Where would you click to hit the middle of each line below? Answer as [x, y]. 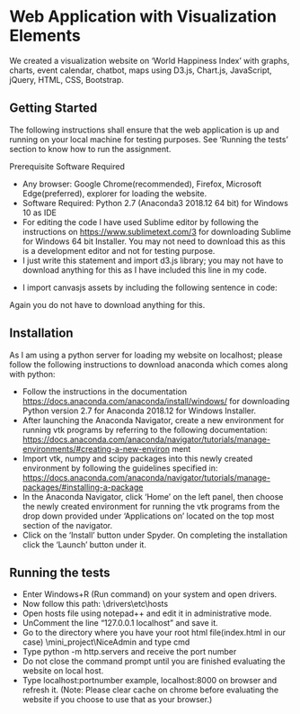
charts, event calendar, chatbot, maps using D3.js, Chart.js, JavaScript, [141, 70]
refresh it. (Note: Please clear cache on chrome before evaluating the [150, 690]
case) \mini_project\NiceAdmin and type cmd [106, 642]
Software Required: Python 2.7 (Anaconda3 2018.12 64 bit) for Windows [155, 203]
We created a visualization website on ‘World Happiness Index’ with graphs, [150, 60]
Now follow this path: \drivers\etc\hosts [95, 604]
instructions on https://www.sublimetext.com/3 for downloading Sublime [157, 231]
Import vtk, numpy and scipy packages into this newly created [137, 458]
